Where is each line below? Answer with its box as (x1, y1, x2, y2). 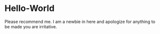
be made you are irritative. (4, 23, 57, 29)
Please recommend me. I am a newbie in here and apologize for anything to (4, 19, 156, 24)
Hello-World (4, 3, 55, 14)
